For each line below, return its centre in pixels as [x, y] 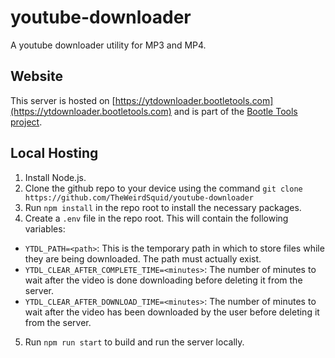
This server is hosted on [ [63, 100]
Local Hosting [54, 153]
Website [36, 76]
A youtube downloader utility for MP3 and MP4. [108, 45]
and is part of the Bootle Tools [235, 111]
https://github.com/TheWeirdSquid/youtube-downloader [139, 197]
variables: [45, 228]
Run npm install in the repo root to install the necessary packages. [163, 207]
